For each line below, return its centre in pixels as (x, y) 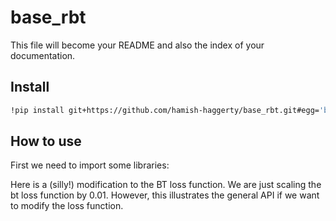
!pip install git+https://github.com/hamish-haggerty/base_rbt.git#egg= (165, 110)
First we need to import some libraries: (90, 165)
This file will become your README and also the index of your (137, 45)
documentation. (43, 55)
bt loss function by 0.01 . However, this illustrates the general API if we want (165, 195)
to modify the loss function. (67, 206)
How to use (46, 141)
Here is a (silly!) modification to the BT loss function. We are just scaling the (166, 185)
